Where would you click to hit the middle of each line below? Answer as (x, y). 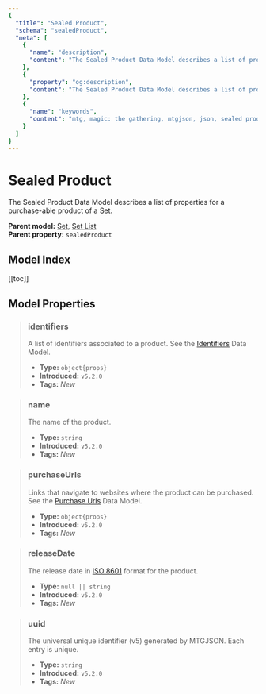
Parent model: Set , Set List (52, 226)
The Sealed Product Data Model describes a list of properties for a (116, 202)
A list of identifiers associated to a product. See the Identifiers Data (137, 343)
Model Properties (52, 304)
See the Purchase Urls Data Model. (85, 500)
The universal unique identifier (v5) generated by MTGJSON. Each (136, 641)
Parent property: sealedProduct (60, 234)
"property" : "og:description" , (81, 82)
